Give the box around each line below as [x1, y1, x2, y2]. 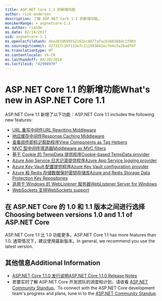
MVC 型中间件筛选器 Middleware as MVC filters [12, 145, 106, 151]
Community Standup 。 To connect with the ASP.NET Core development [12, 285, 155, 291]
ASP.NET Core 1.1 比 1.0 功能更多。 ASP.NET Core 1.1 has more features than [5, 232, 157, 238]
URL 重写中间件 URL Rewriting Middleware [12, 127, 96, 133]
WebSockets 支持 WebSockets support [12, 187, 90, 193]
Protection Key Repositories [12, 175, 68, 181]
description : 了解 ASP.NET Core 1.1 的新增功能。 [5, 16, 102, 21]
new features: [5, 117, 33, 123]
